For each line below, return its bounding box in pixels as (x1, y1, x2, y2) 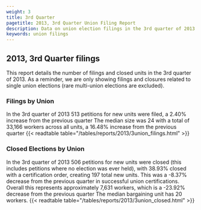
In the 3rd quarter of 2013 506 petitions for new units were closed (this (6, 158, 182, 166)
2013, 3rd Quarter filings (6, 53, 100, 64)
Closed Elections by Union (6, 145, 85, 153)
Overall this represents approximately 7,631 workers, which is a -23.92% (6, 184, 185, 191)
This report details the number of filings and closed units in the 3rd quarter (6, 69, 191, 76)
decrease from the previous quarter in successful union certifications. (6, 178, 179, 185)
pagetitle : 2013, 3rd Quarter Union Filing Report (6, 20, 136, 26)
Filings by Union (6, 97, 55, 105)
